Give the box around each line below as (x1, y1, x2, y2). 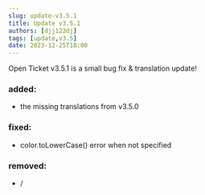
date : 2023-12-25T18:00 (8, 42, 88, 50)
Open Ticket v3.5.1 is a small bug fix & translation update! (8, 63, 197, 73)
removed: (8, 160, 47, 171)
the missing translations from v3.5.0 (19, 102, 139, 112)
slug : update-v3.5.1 (8, 11, 78, 20)
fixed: (8, 122, 32, 133)
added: (8, 83, 37, 95)
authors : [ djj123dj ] (8, 26, 78, 35)
